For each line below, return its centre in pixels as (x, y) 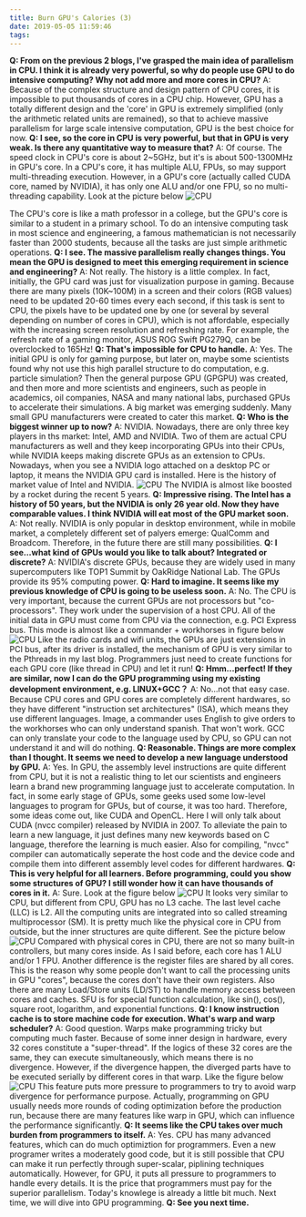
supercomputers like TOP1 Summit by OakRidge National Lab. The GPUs (145, 572)
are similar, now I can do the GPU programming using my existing (135, 679)
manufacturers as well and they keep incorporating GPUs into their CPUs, (147, 446)
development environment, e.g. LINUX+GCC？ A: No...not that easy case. (149, 690)
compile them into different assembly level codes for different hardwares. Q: (153, 864)
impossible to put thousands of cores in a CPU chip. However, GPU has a (147, 99)
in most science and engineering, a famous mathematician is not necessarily (153, 233)
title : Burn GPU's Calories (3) (71, 18)
